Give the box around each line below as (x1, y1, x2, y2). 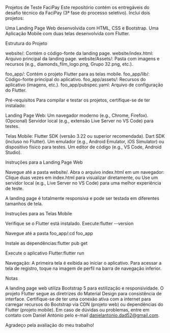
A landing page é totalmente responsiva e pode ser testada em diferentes (5, 195, 159, 201)
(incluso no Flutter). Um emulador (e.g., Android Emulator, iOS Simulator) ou (5, 139, 164, 144)
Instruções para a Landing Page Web (5, 159, 83, 165)
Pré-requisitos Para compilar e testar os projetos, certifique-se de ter (5, 97, 150, 103)
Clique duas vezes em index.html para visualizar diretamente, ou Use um (5, 174, 158, 181)
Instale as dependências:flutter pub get (5, 240, 88, 246)
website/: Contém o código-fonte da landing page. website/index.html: (5, 50, 154, 56)
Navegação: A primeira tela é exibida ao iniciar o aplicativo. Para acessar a (5, 260, 162, 266)
